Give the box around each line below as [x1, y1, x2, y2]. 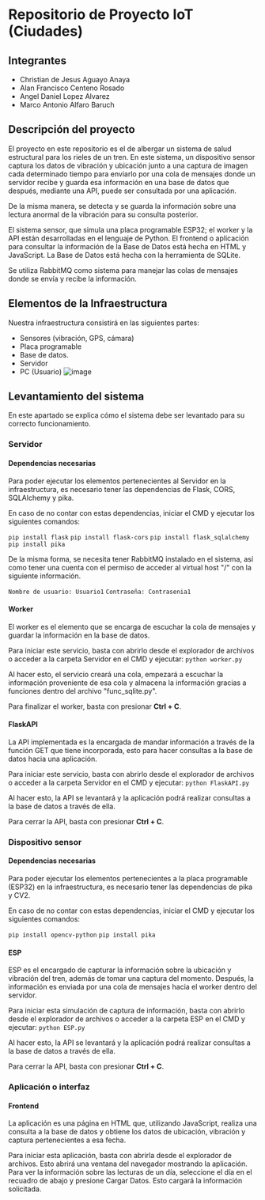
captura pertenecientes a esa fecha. [8, 1135, 127, 1145]
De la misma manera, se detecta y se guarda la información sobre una [8, 201, 237, 210]
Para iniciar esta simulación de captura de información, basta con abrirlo [8, 1006, 245, 1016]
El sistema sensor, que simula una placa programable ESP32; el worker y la [8, 225, 253, 234]
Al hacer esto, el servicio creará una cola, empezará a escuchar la [8, 669, 224, 679]
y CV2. [8, 891, 31, 900]
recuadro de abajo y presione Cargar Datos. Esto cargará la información [8, 1176, 243, 1186]
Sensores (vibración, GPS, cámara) [19, 333, 134, 343]
